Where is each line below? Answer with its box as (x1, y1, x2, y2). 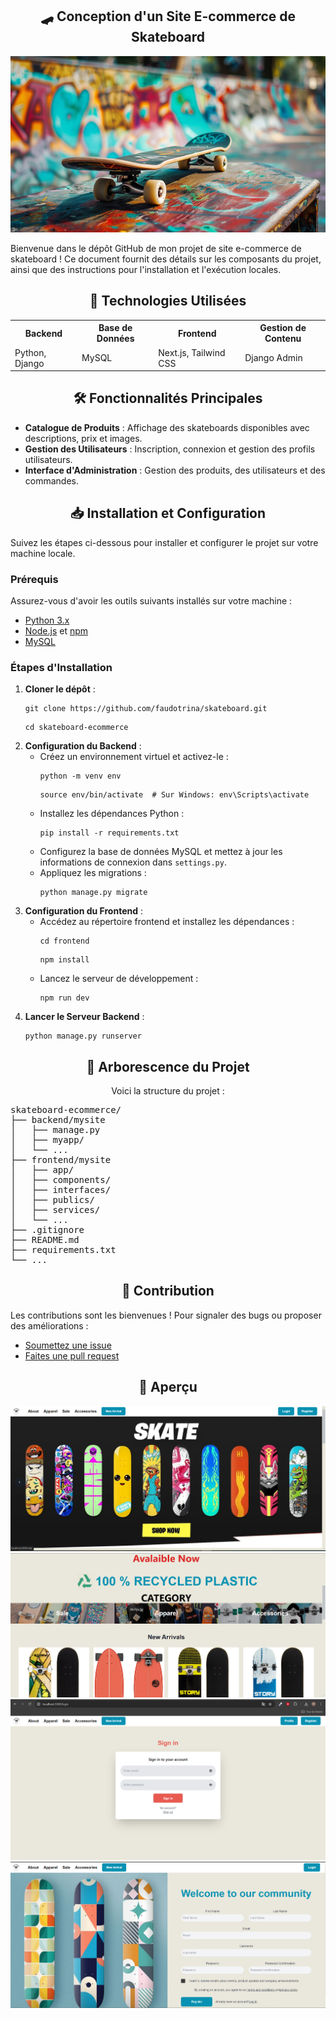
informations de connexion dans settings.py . (39, 856, 227, 868)
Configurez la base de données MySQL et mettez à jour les (39, 846, 283, 858)
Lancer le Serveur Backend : (24, 1011, 145, 1023)
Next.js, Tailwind (158, 346, 226, 358)
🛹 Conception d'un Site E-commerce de (39, 8, 297, 25)
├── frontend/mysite (10, 1154, 112, 1166)
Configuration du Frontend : (24, 905, 143, 917)
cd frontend (39, 936, 90, 947)
